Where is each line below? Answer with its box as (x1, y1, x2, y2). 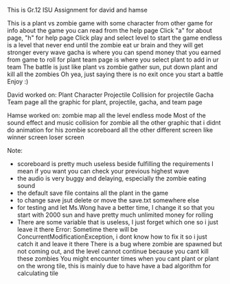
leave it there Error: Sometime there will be (16, 226, 139, 233)
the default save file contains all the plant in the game (16, 189, 169, 197)
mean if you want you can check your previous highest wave (16, 167, 189, 175)
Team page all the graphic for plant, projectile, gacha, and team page (7, 98, 203, 106)
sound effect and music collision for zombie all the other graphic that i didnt (7, 119, 221, 126)
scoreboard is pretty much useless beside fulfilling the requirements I (16, 160, 214, 167)
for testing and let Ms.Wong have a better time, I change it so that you (16, 204, 215, 211)
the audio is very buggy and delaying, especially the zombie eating (16, 174, 207, 182)
